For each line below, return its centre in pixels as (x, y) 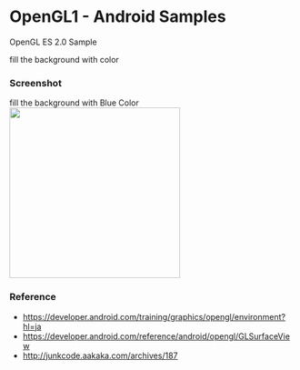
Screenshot (35, 83)
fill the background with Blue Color (74, 103)
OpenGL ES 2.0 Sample (53, 42)
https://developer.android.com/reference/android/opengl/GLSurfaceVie (156, 336)
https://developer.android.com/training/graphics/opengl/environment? (154, 316)
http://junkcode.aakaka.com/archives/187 (100, 355)
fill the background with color (65, 59)
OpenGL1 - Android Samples (118, 17)
